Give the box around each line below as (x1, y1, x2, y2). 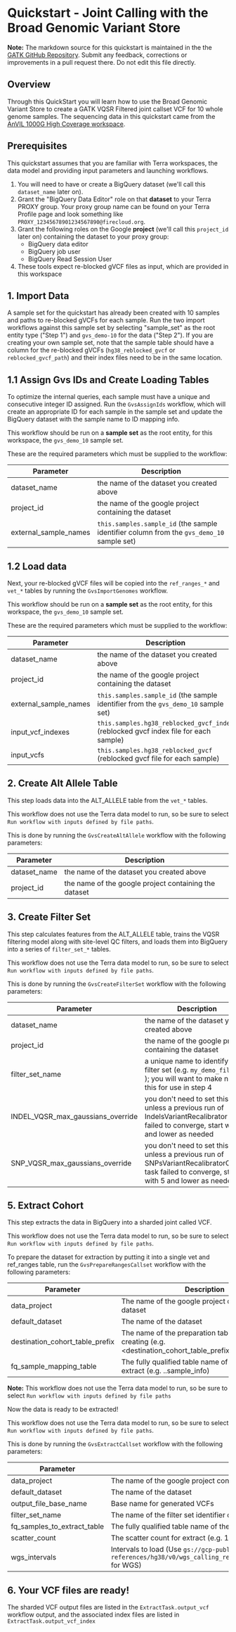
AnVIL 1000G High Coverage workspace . (7, 120, 126, 128)
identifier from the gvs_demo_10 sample (97, 699, 224, 709)
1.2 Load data (7, 560, 67, 572)
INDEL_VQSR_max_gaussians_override (11, 1111, 138, 1121)
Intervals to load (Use (110, 1545, 182, 1555)
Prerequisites (7, 140, 67, 152)
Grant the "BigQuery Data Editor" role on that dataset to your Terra (17, 195, 211, 203)
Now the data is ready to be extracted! (7, 1405, 119, 1414)
